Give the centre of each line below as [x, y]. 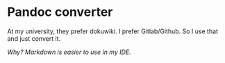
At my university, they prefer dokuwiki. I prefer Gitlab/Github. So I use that [113, 31]
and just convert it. [34, 38]
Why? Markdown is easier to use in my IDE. [69, 52]
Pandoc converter [60, 12]
